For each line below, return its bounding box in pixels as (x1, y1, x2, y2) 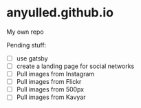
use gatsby (16, 54, 48, 63)
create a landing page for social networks (16, 62, 135, 70)
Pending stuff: (6, 41, 47, 49)
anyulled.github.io (6, 5, 114, 21)
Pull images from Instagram (16, 70, 95, 78)
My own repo (6, 28, 44, 36)
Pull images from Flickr (16, 78, 82, 86)
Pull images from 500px (16, 85, 84, 94)
